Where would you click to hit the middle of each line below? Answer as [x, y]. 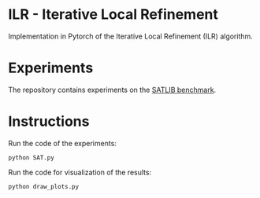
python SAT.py [32, 158]
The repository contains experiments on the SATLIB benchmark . [112, 90]
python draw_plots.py [44, 186]
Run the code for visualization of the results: [80, 172]
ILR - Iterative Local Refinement [113, 15]
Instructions [49, 121]
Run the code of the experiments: [62, 143]
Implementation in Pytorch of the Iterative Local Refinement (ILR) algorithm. [131, 36]
